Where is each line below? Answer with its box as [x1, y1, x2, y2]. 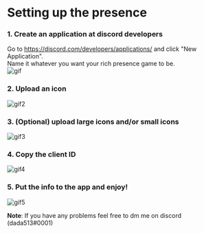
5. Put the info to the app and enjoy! [7, 182, 128, 192]
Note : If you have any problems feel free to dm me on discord [7, 211, 182, 219]
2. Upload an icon [7, 84, 67, 93]
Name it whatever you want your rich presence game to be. [7, 60, 175, 68]
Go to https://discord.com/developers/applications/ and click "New [7, 45, 197, 53]
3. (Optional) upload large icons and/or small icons [7, 117, 179, 126]
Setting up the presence [7, 5, 148, 21]
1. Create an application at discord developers [7, 30, 163, 39]
